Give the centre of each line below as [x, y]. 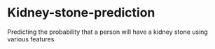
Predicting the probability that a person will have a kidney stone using [107, 32]
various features [31, 39]
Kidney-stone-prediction [81, 13]
